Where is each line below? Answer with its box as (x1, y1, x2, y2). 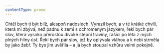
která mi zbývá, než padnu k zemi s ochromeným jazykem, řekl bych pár (5, 26, 154, 32)
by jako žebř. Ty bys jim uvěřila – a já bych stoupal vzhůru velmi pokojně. (5, 42, 155, 48)
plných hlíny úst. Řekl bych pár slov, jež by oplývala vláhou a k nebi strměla (5, 37, 160, 43)
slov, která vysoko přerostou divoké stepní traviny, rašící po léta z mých (5, 31, 152, 37)
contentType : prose (5, 7, 46, 12)
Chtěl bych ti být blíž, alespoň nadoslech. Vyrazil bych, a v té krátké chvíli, (5, 21, 158, 27)
